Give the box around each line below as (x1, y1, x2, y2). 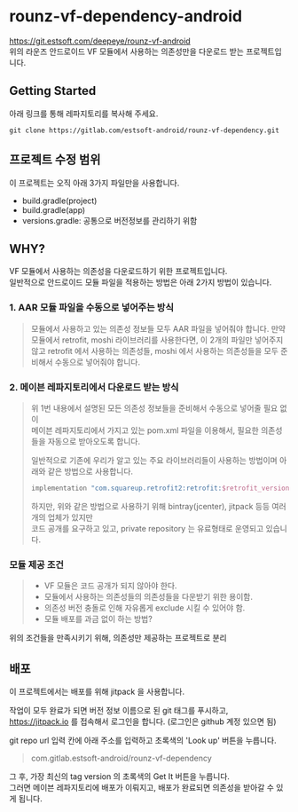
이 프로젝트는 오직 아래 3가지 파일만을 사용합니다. (9, 177, 180, 188)
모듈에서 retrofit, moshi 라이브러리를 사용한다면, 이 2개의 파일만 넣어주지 (30, 335, 284, 345)
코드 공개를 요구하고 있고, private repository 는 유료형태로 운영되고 (30, 523, 264, 533)
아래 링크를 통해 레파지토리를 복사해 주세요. (9, 108, 159, 119)
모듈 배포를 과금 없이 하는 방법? (43, 614, 153, 625)
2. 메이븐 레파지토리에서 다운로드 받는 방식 (9, 381, 179, 393)
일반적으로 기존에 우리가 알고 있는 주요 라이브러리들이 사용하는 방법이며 (30, 454, 278, 465)
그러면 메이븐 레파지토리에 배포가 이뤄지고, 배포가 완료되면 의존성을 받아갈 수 (9, 782, 275, 792)
